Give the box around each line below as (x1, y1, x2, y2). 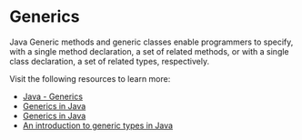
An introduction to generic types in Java (22, 120, 174, 131)
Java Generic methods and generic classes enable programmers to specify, (9, 36, 294, 47)
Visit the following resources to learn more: (9, 73, 171, 84)
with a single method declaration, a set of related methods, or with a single (9, 45, 289, 56)
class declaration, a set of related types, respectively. (9, 55, 210, 66)
